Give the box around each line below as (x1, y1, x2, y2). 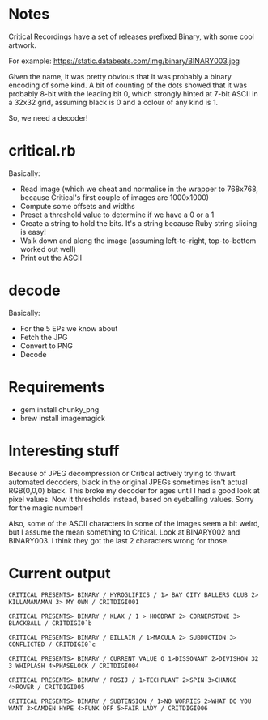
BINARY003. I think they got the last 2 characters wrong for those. (8, 535, 229, 545)
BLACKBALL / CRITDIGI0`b (8, 619, 92, 628)
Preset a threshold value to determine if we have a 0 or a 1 (19, 210, 215, 219)
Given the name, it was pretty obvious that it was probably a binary (8, 71, 232, 81)
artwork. (8, 40, 36, 49)
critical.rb (8, 142, 76, 160)
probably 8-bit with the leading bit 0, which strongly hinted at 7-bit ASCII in (8, 88, 258, 98)
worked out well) (19, 244, 77, 253)
